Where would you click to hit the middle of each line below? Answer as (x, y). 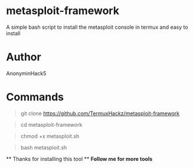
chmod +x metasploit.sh (50, 136)
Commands (35, 97)
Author (24, 57)
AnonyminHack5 (26, 73)
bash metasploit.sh (44, 147)
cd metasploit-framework (51, 125)
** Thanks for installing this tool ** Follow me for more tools (79, 159)
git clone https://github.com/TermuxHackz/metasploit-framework (100, 113)
